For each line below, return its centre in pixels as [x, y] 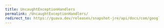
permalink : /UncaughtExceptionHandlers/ [47, 14]
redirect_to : [18, 18]
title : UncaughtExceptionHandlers [40, 9]
